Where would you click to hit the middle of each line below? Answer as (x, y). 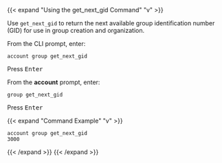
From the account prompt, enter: (54, 82)
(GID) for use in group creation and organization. (76, 30)
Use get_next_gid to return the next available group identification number (111, 23)
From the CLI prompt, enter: (46, 43)
